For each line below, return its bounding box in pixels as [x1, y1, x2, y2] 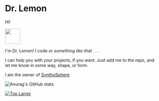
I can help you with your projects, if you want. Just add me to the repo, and [5, 57, 155, 63]
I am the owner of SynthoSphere [5, 71, 70, 78]
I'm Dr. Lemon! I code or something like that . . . [5, 48, 100, 53]
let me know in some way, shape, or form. [5, 62, 88, 68]
